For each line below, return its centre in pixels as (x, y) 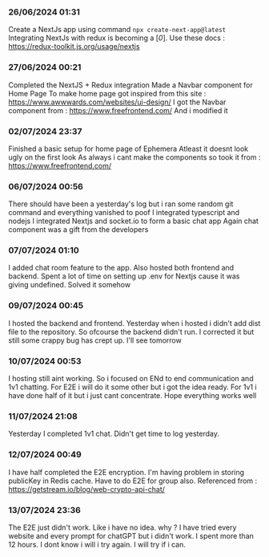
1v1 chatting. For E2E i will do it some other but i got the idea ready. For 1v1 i (133, 387)
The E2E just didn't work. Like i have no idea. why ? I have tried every (122, 527)
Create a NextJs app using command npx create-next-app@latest (117, 30)
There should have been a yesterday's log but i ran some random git (121, 204)
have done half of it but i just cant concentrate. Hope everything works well (132, 396)
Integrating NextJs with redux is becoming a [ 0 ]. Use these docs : (117, 38)
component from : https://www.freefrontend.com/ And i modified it (118, 110)
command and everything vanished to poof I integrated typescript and (124, 213)
